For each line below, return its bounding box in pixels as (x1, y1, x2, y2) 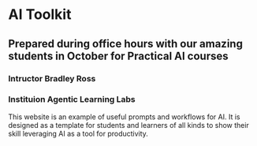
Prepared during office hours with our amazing (8, 37, 243, 51)
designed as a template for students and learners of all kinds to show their (8, 120, 250, 129)
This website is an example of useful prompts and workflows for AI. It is (8, 112, 240, 122)
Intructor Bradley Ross (8, 73, 96, 84)
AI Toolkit (8, 6, 72, 24)
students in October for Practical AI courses (8, 49, 229, 62)
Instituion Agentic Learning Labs (8, 94, 136, 105)
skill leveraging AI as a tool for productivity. (8, 129, 148, 138)
